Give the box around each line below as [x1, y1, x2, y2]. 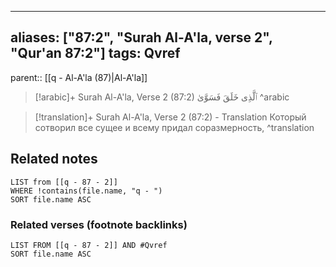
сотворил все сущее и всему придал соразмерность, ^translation [34, 121, 315, 133]
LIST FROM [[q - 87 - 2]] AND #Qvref [10, 240, 168, 250]
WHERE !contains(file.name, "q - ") [10, 186, 163, 196]
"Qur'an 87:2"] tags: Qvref [10, 45, 181, 62]
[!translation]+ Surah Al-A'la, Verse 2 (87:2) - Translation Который [34, 111, 307, 123]
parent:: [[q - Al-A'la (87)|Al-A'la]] [10, 71, 148, 83]
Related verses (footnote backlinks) [10, 217, 188, 231]
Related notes [10, 151, 98, 168]
